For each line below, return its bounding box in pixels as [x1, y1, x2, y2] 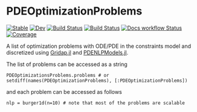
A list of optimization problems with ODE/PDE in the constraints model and [6, 42, 192, 50]
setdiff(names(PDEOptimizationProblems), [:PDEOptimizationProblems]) [6, 77, 188, 84]
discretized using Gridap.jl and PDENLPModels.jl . [6, 48, 129, 56]
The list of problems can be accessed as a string [6, 61, 128, 68]
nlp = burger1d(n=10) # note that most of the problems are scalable [6, 100, 186, 106]
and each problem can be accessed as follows [6, 88, 122, 95]
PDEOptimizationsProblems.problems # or [6, 72, 110, 78]
